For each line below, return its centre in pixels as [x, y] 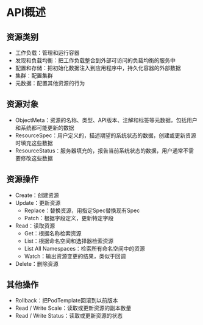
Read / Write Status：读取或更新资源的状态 [69, 316]
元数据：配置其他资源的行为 [50, 83]
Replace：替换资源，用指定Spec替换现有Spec [82, 210]
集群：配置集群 [34, 76]
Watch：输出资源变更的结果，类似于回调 [75, 256]
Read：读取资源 [35, 226]
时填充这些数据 [34, 143]
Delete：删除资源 [37, 263]
